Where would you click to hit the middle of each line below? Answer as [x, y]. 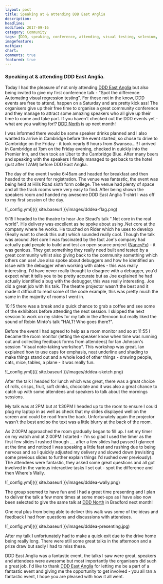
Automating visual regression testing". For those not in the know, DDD [75, 98]
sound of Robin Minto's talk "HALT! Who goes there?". [59, 322]
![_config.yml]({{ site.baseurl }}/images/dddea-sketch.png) [64, 371]
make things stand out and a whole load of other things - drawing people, [79, 357]
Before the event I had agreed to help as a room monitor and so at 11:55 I [78, 331]
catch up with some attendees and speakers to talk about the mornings [76, 391]
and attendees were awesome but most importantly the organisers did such [81, 561]
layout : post [18, 10]
